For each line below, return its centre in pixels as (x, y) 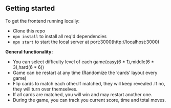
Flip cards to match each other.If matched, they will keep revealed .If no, (89, 83)
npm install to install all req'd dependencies (60, 36)
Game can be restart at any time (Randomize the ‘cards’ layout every (85, 73)
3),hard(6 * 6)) (28, 67)
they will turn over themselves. (45, 89)
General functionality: (29, 51)
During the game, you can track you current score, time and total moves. (89, 100)
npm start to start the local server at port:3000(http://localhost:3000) (86, 42)
